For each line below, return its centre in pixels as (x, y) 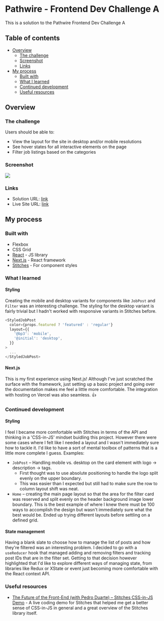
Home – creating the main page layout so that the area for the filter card (83, 494)
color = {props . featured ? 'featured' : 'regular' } (61, 325)
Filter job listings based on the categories (54, 152)
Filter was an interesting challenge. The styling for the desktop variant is (80, 306)
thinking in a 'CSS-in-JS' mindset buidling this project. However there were (81, 437)
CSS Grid (21, 249)
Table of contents (32, 38)
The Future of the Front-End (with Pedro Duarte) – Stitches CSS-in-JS (82, 597)
